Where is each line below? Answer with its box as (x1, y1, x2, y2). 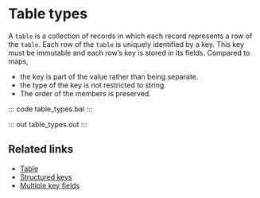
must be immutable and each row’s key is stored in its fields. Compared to (8, 48, 250, 57)
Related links (8, 142, 74, 156)
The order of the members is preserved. (19, 88, 151, 98)
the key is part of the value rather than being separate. (19, 72, 199, 81)
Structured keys (19, 172, 72, 181)
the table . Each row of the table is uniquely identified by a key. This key (8, 39, 245, 49)
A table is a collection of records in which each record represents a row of (8, 31, 253, 41)
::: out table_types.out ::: (8, 119, 87, 129)
